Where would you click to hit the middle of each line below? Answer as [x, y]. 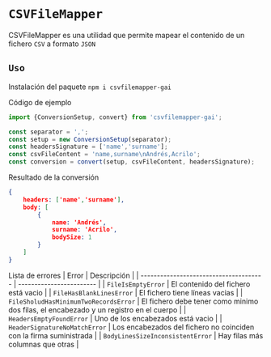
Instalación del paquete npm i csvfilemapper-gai [90, 87]
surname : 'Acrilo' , [84, 230]
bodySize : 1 [72, 237]
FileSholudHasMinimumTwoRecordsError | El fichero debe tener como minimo [133, 301]
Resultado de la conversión [54, 177]
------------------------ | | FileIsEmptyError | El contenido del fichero [134, 284]
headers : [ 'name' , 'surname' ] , [74, 200]
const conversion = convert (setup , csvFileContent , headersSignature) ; [131, 162]
